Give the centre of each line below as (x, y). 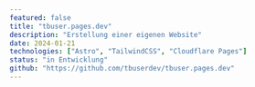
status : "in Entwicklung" (58, 60)
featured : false (40, 18)
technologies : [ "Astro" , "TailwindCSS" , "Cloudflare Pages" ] (128, 52)
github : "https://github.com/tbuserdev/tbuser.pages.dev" (122, 69)
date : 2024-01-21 (42, 43)
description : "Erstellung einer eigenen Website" (106, 34)
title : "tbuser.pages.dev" (61, 26)
